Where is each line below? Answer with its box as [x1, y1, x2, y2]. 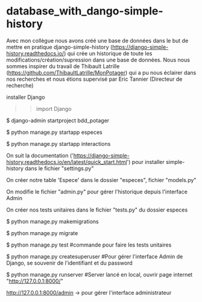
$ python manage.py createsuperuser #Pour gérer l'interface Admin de [6, 253, 183, 260]
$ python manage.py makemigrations [6, 218, 99, 225]
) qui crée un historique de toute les [63, 49, 153, 57]
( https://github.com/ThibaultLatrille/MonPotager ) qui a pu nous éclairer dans [6, 69, 197, 76]
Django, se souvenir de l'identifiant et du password [6, 259, 133, 266]
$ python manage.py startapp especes [6, 128, 103, 136]
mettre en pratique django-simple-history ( [6, 43, 113, 51]
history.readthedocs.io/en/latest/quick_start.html [6, 158, 128, 165]
